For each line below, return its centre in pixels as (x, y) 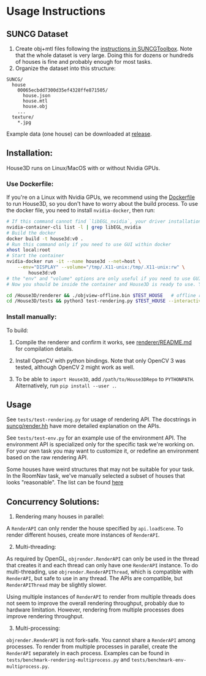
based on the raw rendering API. (47, 457)
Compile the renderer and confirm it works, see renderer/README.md (103, 342)
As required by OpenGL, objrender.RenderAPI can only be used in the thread (103, 559)
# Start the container (35, 256)
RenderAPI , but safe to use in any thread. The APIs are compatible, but (94, 578)
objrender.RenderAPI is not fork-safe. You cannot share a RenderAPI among (101, 640)
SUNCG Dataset (37, 34)
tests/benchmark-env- (159, 660)
